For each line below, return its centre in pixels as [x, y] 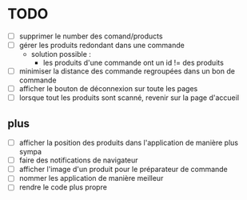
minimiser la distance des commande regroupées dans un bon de [127, 71]
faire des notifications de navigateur [78, 160]
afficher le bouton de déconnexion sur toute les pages [108, 89]
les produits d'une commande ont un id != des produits [133, 63]
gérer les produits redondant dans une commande [102, 45]
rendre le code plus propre [63, 187]
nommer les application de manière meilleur [91, 178]
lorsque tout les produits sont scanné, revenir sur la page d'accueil [129, 98]
